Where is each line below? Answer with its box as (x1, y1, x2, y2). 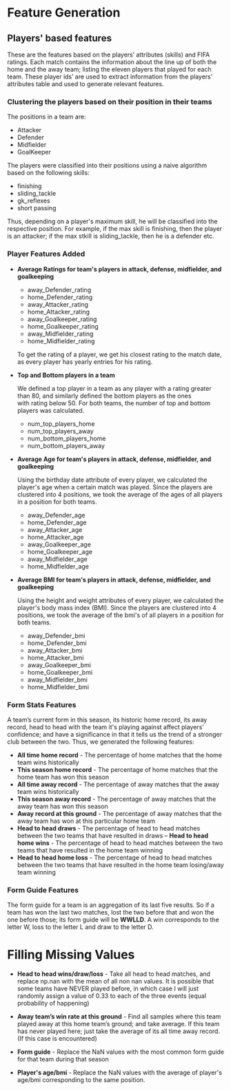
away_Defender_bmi (27, 631, 86, 640)
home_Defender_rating (27, 293, 93, 301)
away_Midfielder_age (27, 555, 88, 563)
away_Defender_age (27, 511, 86, 519)
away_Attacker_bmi (27, 646, 83, 654)
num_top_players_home (27, 419, 95, 428)
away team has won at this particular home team (17, 817, 156, 825)
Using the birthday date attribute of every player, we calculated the (17, 476, 208, 484)
